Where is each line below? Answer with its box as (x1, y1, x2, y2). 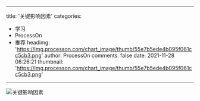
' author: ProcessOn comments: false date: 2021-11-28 (41, 52, 174, 59)
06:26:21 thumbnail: (14, 58, 64, 65)
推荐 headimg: (14, 39, 51, 46)
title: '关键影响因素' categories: (6, 12, 82, 20)
